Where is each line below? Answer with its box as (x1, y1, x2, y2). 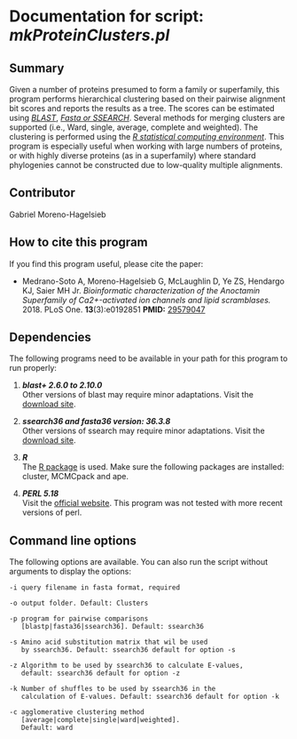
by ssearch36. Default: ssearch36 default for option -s (20, 646, 237, 655)
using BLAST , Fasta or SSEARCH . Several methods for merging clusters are (9, 113, 285, 123)
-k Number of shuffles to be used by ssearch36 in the (9, 685, 216, 694)
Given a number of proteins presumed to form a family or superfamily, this (9, 84, 280, 94)
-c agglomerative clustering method (9, 708, 145, 717)
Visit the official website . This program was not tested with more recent (21, 498, 284, 509)
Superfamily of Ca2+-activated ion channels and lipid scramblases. (21, 294, 271, 305)
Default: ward (20, 723, 74, 733)
